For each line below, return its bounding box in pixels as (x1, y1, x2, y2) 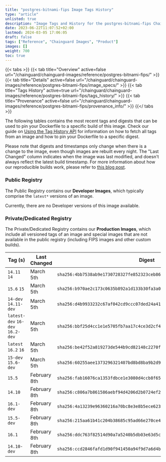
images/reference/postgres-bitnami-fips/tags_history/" (5, 93, 117, 99)
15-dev (7, 355, 23, 360)
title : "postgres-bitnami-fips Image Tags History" (5, 7, 114, 12)
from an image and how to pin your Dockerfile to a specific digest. (5, 134, 140, 140)
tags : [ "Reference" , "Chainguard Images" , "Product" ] (5, 39, 119, 44)
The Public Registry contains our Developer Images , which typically (5, 188, 144, 194)
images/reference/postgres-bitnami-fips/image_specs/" (5, 82, 119, 88)
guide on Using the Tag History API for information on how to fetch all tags (5, 129, 157, 135)
